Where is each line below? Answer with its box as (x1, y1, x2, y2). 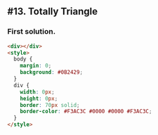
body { (13, 56, 33, 63)
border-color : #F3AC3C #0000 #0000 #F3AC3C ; (20, 108, 152, 115)
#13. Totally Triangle (7, 6, 98, 18)
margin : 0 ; (20, 63, 52, 70)
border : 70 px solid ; (20, 101, 80, 108)
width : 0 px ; (20, 88, 55, 96)
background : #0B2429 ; (20, 69, 83, 76)
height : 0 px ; (20, 95, 58, 102)
